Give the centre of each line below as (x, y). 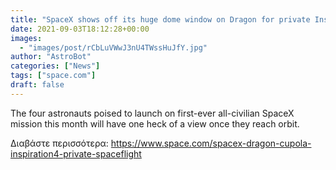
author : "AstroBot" (51, 57)
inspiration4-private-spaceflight (76, 153)
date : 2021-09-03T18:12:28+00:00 (80, 29)
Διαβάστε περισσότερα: (59, 143)
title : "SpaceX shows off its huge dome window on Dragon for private (160, 19)
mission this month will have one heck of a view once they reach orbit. (155, 123)
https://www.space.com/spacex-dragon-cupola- (211, 143)
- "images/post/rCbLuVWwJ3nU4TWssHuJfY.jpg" (113, 47)
